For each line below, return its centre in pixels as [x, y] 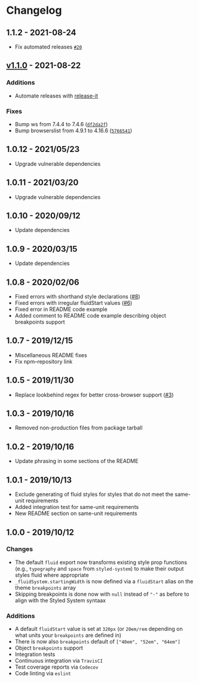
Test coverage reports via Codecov [56, 667]
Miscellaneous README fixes [51, 355]
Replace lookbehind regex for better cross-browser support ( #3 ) [94, 395]
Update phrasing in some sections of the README [76, 461]
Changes [20, 549]
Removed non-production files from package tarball [79, 428]
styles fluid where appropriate [52, 575]
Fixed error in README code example [61, 309]
